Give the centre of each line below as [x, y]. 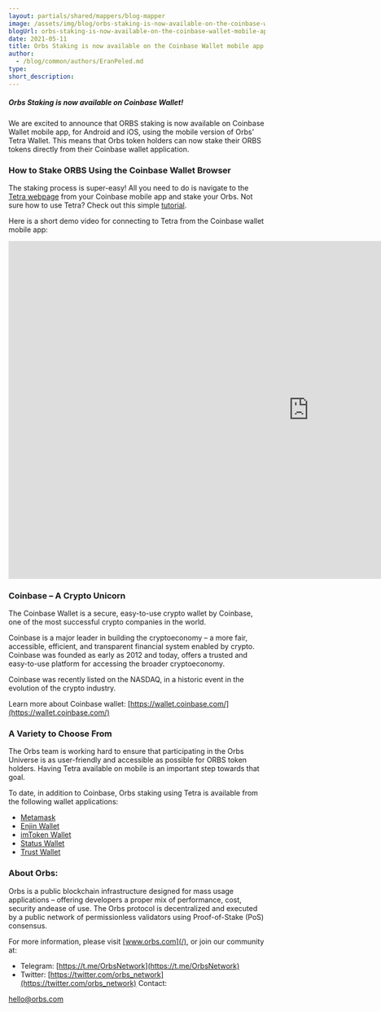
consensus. [28, 926]
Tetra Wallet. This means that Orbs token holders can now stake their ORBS [135, 140]
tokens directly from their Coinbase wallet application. [99, 149]
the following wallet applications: [63, 802]
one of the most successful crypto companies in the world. [107, 622]
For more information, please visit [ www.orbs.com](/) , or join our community [136, 941]
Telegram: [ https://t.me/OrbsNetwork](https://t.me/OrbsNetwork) [130, 966]
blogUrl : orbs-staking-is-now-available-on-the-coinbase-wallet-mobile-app [140, 31]
